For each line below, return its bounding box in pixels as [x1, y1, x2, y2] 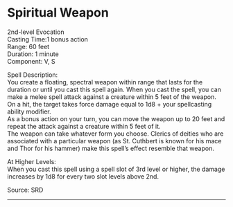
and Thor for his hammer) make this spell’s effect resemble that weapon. [7, 144, 215, 152]
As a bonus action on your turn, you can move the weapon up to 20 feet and [7, 114, 225, 123]
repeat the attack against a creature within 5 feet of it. [7, 122, 161, 130]
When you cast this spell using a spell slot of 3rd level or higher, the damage [7, 165, 225, 173]
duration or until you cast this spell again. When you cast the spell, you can [7, 85, 222, 93]
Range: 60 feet [7, 42, 50, 51]
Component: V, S [7, 57, 55, 65]
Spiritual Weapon [7, 5, 109, 21]
